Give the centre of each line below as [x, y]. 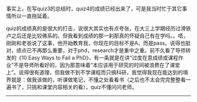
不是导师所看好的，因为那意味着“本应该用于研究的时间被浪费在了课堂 [97, 65]
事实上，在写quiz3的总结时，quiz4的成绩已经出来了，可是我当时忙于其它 [94, 8]
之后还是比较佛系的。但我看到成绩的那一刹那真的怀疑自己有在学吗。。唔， [100, 36]
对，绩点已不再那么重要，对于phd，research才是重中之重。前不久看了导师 [96, 50]
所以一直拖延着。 [32, 16]
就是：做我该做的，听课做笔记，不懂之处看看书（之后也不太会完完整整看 [98, 80]
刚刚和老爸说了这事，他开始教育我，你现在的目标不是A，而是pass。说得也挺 [98, 43]
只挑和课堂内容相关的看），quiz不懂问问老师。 [81, 87]
